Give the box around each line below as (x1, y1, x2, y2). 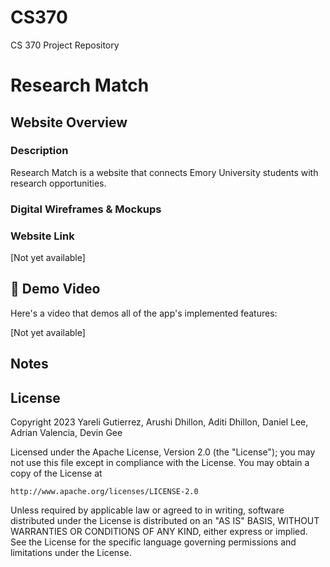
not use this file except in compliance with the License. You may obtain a (10, 457, 310, 469)
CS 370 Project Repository (10, 39, 120, 51)
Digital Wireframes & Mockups (10, 202, 162, 216)
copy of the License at (10, 467, 103, 480)
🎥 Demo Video (10, 281, 101, 298)
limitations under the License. (10, 547, 132, 559)
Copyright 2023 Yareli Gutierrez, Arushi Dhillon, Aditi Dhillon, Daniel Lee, (10, 416, 309, 428)
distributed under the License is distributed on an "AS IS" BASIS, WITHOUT (10, 515, 320, 527)
